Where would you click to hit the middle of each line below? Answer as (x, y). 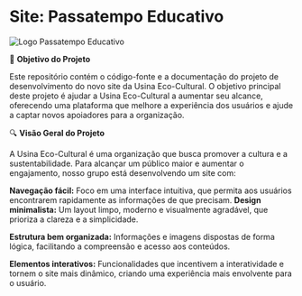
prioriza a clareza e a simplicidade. (74, 219)
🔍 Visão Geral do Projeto (57, 133)
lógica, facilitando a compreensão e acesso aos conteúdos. (120, 246)
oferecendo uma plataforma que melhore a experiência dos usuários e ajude (151, 105)
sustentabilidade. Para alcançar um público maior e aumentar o (127, 163)
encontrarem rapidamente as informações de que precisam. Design (135, 199)
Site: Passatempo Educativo (117, 17)
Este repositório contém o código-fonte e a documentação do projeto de (144, 76)
